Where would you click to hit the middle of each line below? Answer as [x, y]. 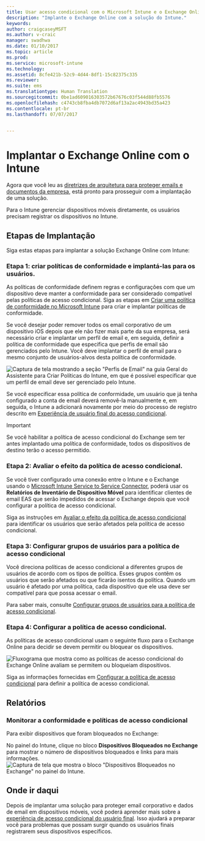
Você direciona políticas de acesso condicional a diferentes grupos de [95, 567]
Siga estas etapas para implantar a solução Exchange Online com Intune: [98, 251]
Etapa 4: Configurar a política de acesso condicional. [86, 627]
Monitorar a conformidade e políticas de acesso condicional [97, 720]
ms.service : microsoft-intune [45, 63]
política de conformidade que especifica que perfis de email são [87, 344]
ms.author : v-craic [31, 35]
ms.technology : [26, 69]
